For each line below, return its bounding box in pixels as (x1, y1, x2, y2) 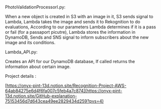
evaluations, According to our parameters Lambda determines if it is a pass (5, 24, 156, 30)
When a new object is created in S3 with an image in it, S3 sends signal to (5, 14, 154, 19)
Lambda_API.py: (5, 49, 38, 55)
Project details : (5, 73, 37, 79)
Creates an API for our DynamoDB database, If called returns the (5, 59, 135, 64)
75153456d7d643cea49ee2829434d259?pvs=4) (5, 98, 104, 104)
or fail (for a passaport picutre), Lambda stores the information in (5, 29, 136, 35)
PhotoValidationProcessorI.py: (5, 4, 66, 10)
